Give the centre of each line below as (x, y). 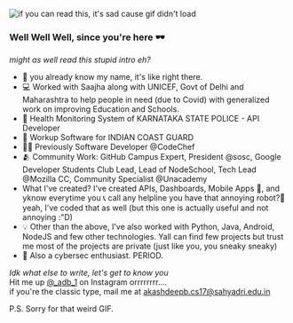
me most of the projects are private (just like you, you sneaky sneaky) (150, 246)
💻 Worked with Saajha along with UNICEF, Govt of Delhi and (133, 87)
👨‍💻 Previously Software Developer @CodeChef (108, 147)
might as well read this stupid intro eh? (80, 60)
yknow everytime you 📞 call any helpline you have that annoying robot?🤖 (154, 198)
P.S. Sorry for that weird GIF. (61, 309)
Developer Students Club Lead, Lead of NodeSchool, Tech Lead (139, 169)
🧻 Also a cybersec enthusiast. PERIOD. (93, 256)
